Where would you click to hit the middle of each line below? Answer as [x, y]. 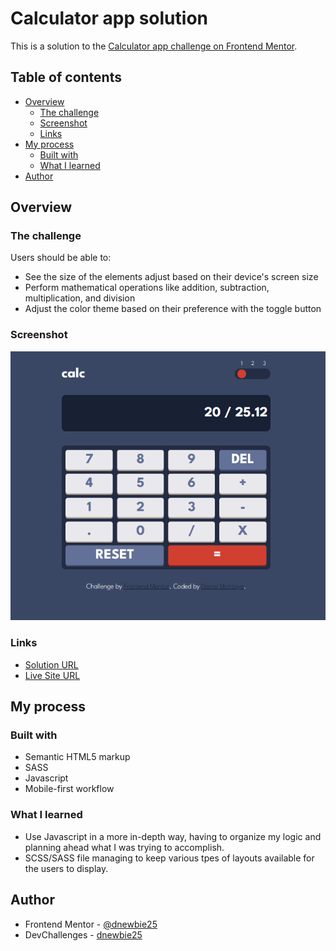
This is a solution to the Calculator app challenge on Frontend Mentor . [154, 46]
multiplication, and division [80, 298]
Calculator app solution [109, 18]
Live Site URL [52, 675]
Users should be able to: [61, 258]
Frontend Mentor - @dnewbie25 [91, 924]
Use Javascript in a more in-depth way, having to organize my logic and [173, 836]
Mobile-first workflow [69, 789]
